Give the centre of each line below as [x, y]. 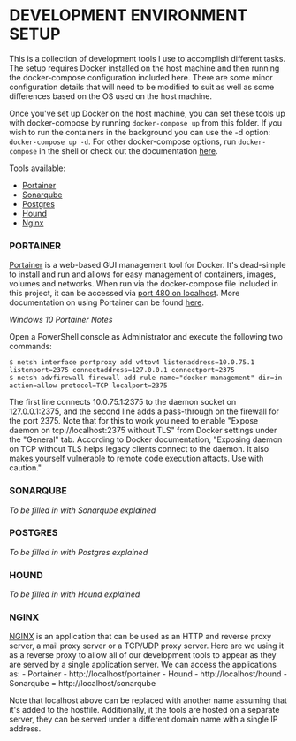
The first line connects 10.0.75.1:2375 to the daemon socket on [123, 402]
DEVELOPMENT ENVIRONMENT [129, 15]
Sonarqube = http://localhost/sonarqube [83, 684]
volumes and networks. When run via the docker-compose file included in [144, 284]
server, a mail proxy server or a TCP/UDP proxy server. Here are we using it [147, 646]
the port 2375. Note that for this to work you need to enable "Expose [134, 421]
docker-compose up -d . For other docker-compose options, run [123, 141]
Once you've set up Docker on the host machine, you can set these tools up [147, 113]
